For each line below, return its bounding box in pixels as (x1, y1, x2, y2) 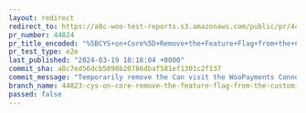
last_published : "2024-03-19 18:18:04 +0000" (8, 56, 185, 65)
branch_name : (8, 81, 58, 90)
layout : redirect (8, 13, 75, 23)
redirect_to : (8, 22, 58, 31)
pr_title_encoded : (8, 38, 79, 48)
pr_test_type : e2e (8, 47, 79, 56)
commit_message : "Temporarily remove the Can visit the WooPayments (8, 73, 275, 82)
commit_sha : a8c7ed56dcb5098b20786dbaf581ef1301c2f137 (8, 65, 222, 74)
